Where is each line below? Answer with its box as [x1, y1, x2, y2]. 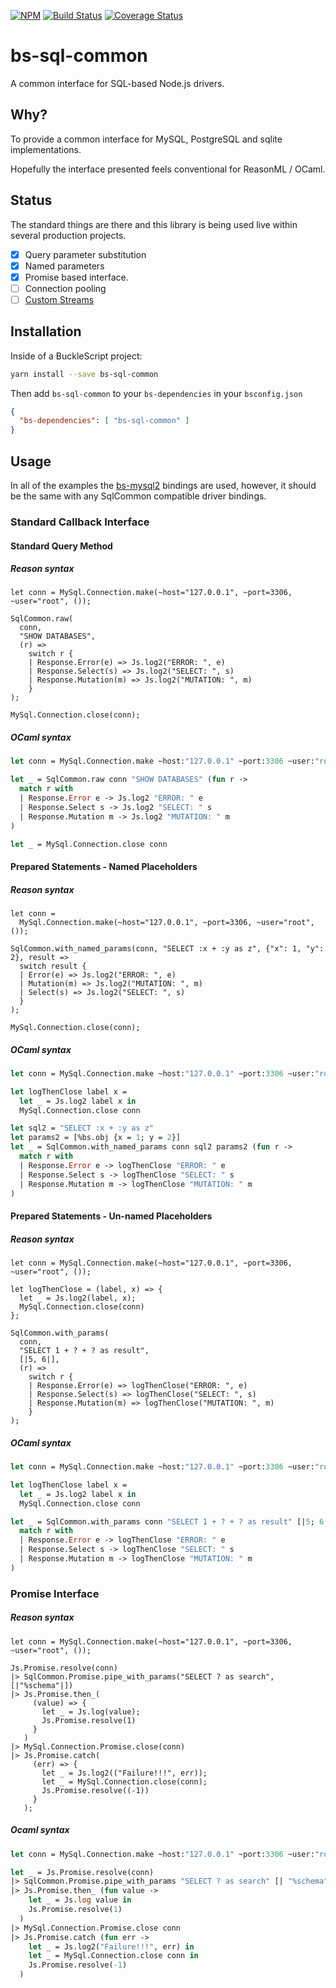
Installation [10, 323, 82, 340]
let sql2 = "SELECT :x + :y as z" [10, 1123, 155, 1134]
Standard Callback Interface [10, 515, 150, 529]
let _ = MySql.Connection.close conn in [28, 1951, 199, 1961]
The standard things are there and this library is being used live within [10, 218, 298, 230]
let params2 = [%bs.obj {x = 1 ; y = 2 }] [10, 1133, 182, 1143]
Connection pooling [24, 282, 107, 294]
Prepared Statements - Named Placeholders [10, 861, 198, 873]
